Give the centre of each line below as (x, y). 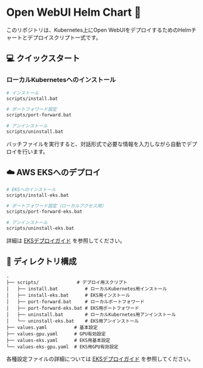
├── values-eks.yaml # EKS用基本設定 (58, 340)
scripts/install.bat (32, 99)
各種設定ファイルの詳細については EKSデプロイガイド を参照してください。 (100, 359)
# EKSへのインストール (31, 189)
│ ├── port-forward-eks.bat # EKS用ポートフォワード (73, 308)
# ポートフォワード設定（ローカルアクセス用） (56, 206)
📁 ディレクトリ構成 (42, 262)
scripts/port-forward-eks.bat (45, 212)
